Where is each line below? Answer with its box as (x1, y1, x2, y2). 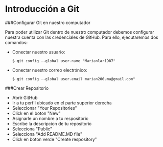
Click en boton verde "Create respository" (12, 136, 97, 142)
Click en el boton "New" (12, 110, 61, 116)
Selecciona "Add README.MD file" (12, 131, 82, 137)
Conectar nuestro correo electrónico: (12, 67, 87, 73)
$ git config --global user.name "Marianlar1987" (12, 58, 116, 63)
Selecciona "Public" (12, 126, 52, 132)
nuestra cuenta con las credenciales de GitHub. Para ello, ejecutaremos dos (5, 34, 158, 40)
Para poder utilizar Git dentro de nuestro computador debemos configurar (5, 29, 154, 35)
